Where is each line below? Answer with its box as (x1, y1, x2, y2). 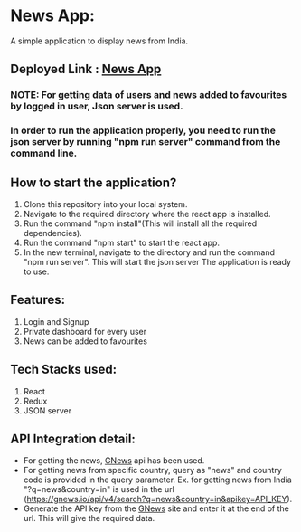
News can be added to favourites (23, 336, 148, 347)
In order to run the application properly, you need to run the (10, 124, 277, 137)
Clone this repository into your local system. (23, 198, 188, 209)
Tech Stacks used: (10, 362, 117, 377)
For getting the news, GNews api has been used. (23, 455, 205, 466)
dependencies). (23, 227, 82, 238)
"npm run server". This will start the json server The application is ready (23, 256, 292, 267)
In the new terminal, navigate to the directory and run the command (23, 246, 275, 258)
